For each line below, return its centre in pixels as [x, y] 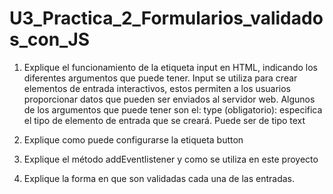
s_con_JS [50, 39]
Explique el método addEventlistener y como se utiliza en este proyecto [171, 159]
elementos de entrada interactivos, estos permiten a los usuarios [157, 88]
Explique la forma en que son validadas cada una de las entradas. [159, 178]
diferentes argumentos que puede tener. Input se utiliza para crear [160, 78]
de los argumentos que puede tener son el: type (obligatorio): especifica [173, 109]
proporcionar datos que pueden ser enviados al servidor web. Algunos [169, 99]
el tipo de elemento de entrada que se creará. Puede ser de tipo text [164, 120]
